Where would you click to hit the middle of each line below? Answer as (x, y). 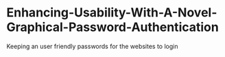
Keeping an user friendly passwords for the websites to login (92, 46)
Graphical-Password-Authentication (113, 27)
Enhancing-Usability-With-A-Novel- (112, 13)
